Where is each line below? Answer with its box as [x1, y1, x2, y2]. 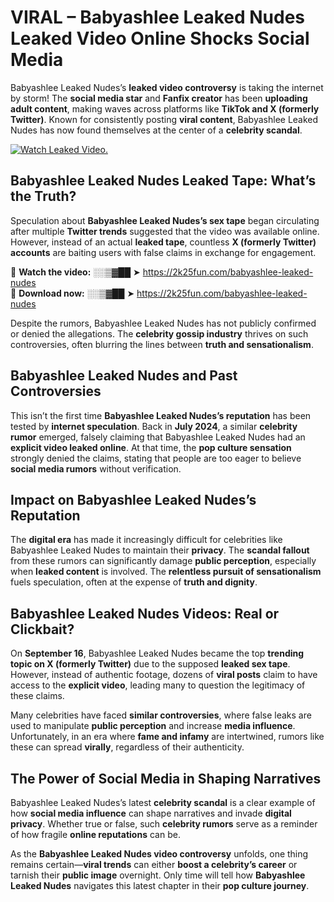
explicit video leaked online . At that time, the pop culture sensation [10, 441, 292, 453]
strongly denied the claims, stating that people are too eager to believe [10, 452, 302, 464]
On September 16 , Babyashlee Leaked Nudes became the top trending [10, 647, 305, 660]
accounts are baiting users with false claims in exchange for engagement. [10, 246, 317, 258]
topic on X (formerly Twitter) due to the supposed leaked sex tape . [10, 658, 291, 670]
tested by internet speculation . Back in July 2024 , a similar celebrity [10, 420, 298, 432]
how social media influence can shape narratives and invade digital [10, 807, 292, 819]
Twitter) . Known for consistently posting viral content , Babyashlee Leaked [10, 113, 319, 125]
